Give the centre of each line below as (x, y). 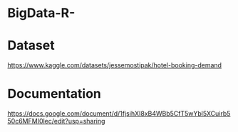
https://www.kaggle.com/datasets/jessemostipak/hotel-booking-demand (115, 65)
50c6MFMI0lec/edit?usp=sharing (56, 121)
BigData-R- (41, 13)
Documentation (55, 94)
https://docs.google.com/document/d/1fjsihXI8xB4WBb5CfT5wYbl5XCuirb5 (119, 114)
